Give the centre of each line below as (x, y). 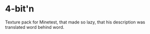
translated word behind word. (35, 27)
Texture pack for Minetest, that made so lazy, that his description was (75, 22)
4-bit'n (20, 9)
